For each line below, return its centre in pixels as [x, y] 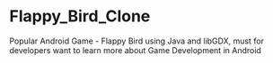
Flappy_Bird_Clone [80, 16]
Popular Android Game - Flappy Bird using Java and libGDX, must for [137, 41]
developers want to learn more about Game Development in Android [136, 50]
